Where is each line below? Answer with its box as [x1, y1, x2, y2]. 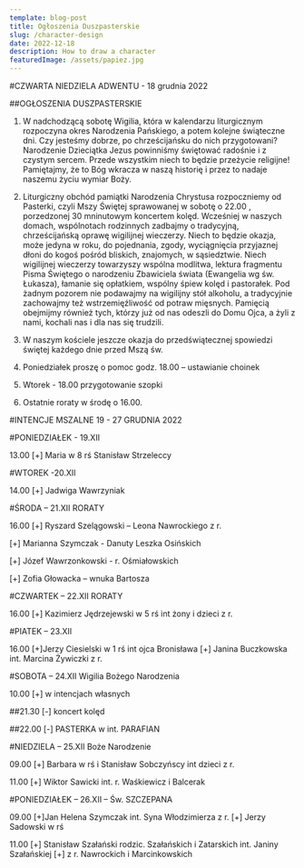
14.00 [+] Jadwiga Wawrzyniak [9, 485, 125, 495]
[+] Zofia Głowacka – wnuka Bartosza [9, 574, 150, 584]
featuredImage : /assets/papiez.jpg [9, 55, 144, 65]
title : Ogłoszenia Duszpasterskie [9, 22, 141, 31]
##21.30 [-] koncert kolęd [9, 706, 105, 716]
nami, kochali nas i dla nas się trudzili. [22, 317, 164, 327]
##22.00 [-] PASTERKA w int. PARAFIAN [9, 723, 161, 734]
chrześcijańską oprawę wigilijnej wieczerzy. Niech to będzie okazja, [22, 230, 277, 241]
